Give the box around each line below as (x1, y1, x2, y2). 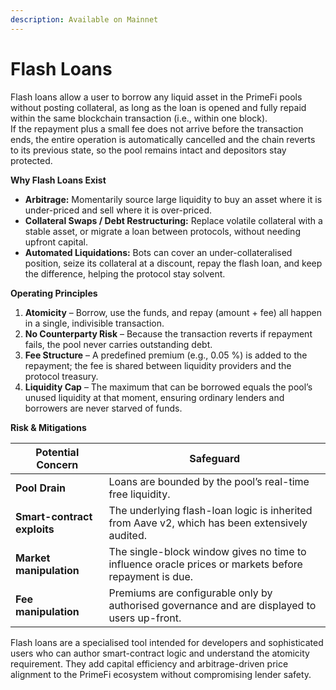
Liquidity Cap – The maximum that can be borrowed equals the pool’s (24, 381, 313, 393)
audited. (108, 528, 148, 542)
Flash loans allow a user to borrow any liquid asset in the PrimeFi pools (10, 91, 303, 103)
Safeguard (189, 451, 241, 465)
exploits (15, 522, 55, 536)
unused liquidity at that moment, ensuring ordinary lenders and (24, 391, 285, 403)
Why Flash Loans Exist (10, 174, 107, 186)
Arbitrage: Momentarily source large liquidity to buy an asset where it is (24, 193, 323, 205)
